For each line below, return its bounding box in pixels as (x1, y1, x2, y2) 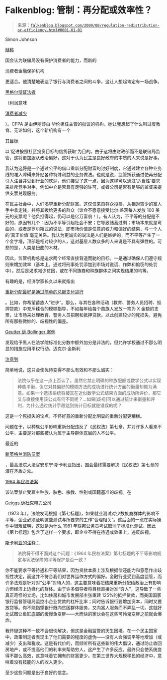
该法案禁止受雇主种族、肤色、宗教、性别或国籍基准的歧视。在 (5, 489, 132, 495)
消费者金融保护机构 (5, 68, 45, 74)
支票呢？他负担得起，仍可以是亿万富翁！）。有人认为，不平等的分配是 (13, 213, 156, 219)
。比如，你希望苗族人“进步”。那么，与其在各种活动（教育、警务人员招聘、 (5, 299, 158, 305)
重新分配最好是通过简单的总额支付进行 (5, 289, 83, 295)
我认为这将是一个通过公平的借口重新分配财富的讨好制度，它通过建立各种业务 (5, 165, 162, 171)
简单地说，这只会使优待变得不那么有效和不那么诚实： (5, 366, 114, 372)
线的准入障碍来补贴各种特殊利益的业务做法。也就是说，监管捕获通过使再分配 (5, 171, 162, 177)
